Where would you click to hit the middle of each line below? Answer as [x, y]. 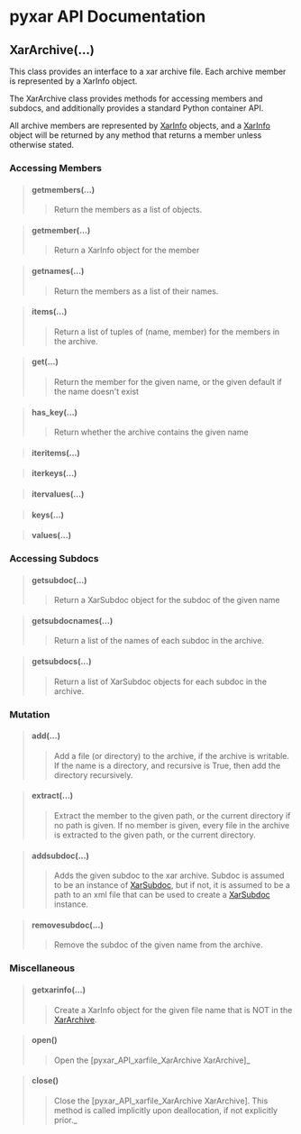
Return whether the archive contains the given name [151, 432]
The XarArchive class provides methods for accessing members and [136, 98]
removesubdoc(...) [67, 925]
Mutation [30, 714]
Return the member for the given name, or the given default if [168, 381]
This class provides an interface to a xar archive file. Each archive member [148, 71]
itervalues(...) [58, 494]
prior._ [66, 1120]
